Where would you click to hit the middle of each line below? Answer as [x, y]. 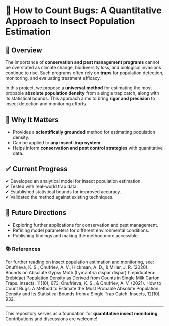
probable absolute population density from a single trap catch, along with [82, 93]
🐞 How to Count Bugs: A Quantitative [83, 10]
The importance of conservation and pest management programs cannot [82, 62]
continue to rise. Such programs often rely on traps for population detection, [84, 73]
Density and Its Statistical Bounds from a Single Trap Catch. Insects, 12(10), [83, 294]
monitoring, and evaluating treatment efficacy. [53, 78]
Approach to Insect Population [70, 21]
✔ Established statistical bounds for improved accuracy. [63, 192]
